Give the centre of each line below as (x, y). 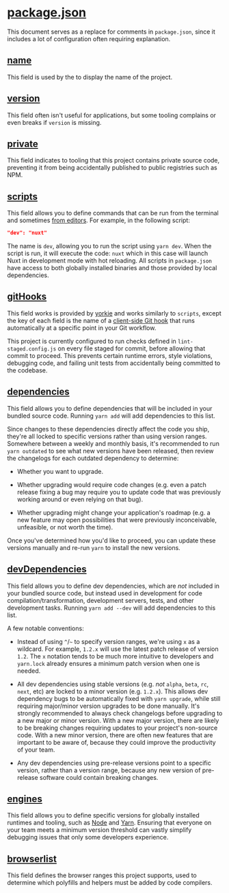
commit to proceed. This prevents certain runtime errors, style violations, (110, 355)
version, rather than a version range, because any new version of (109, 770)
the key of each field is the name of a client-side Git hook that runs (101, 320)
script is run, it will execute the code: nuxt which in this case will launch (108, 253)
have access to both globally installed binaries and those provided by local (112, 268)
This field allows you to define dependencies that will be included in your (110, 408)
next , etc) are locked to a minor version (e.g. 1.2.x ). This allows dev (112, 691)
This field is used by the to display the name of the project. (90, 77)
